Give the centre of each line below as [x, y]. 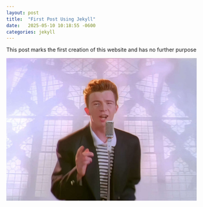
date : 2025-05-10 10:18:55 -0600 [51, 25]
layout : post [23, 13]
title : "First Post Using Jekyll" [51, 19]
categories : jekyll [31, 32]
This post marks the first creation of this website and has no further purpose [101, 50]
